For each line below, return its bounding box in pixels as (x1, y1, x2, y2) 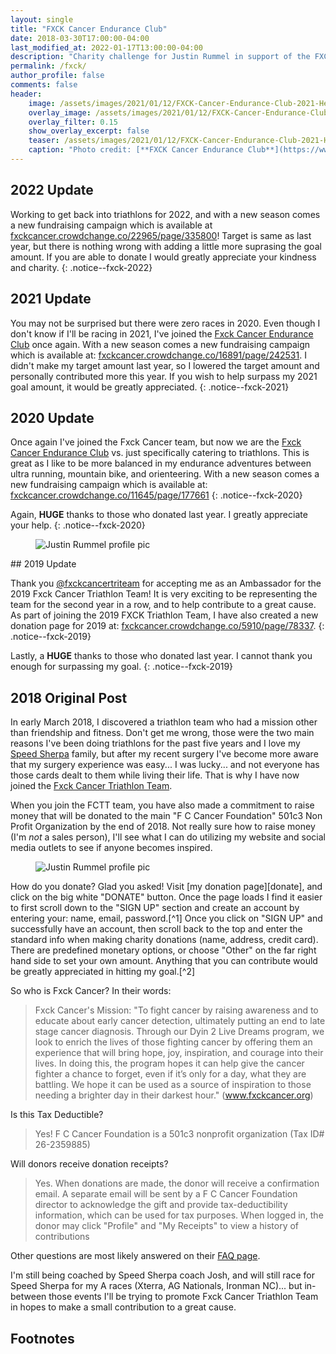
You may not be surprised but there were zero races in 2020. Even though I (10, 317, 321, 329)
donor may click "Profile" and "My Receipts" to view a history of (34, 1220, 300, 1232)
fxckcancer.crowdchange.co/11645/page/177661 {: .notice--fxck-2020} (10, 489, 303, 501)
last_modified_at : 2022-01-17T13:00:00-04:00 (10, 42, 203, 53)
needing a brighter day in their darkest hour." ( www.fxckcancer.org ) (34, 1089, 314, 1101)
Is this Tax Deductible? (10, 1109, 104, 1121)
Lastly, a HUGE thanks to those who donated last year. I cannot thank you (10, 650, 313, 662)
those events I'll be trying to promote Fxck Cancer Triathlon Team (48, 1291, 319, 1303)
